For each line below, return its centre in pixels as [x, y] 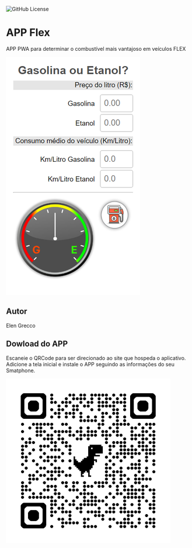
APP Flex [28, 33]
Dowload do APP [37, 344]
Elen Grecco [21, 325]
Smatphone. [21, 370]
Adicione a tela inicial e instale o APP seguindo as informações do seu [90, 364]
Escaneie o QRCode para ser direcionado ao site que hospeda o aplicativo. [96, 358]
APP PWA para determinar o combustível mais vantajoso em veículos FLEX [96, 48]
